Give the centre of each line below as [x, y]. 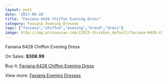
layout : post [19, 10]
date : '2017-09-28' [25, 14]
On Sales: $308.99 [25, 56]
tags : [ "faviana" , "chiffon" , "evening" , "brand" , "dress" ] [64, 28]
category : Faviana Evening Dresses [42, 23]
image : [12, 33]
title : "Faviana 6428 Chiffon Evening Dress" [53, 19]
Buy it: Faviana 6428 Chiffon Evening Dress [50, 66]
